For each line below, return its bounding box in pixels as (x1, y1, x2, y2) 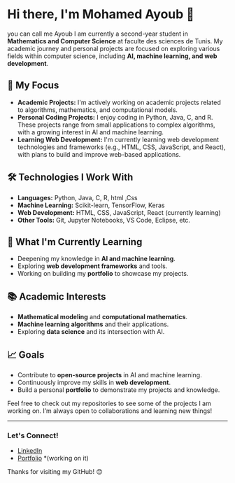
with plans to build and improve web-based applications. (17, 150, 181, 158)
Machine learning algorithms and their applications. (17, 320, 169, 328)
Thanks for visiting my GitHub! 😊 (7, 468, 103, 476)
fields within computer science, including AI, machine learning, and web (7, 52, 218, 60)
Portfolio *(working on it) (17, 454, 89, 463)
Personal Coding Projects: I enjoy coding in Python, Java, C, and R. (17, 113, 213, 121)
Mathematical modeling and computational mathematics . (17, 313, 187, 321)
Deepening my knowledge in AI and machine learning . (17, 255, 176, 263)
